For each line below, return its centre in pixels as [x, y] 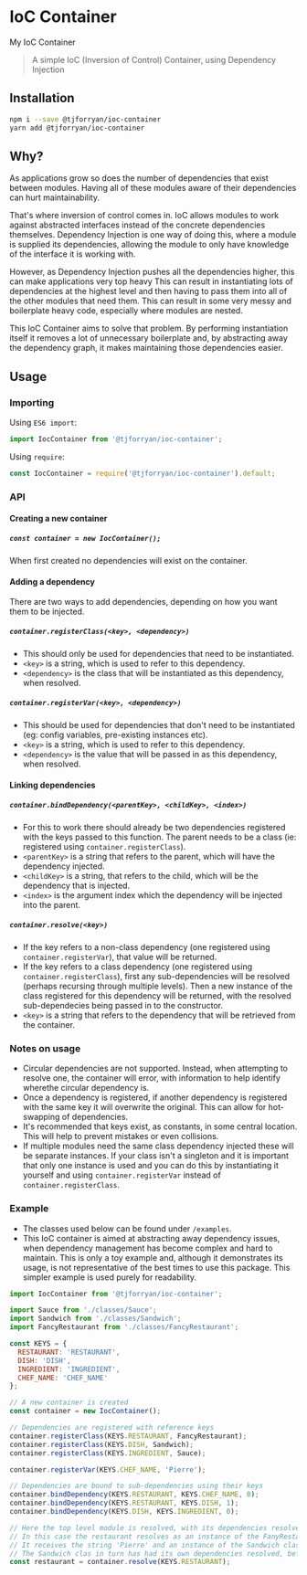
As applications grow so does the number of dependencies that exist [139, 178]
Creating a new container [58, 519]
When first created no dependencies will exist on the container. [129, 561]
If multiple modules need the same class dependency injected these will [158, 1146]
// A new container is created [69, 1403]
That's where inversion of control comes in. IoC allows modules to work [144, 216]
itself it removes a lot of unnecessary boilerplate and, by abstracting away [148, 338]
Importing [32, 402]
